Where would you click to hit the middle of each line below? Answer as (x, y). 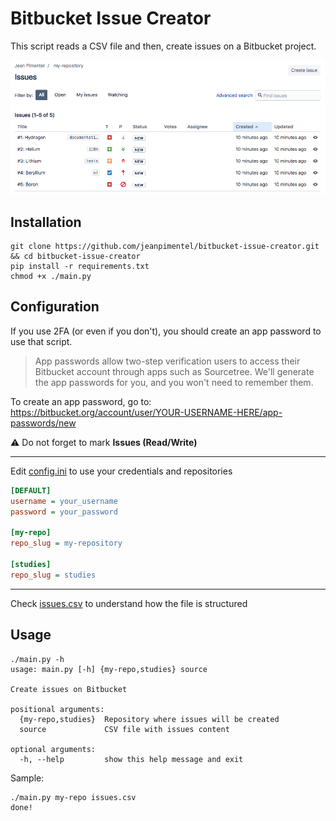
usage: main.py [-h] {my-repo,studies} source (109, 669)
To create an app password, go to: (81, 401)
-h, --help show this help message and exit (131, 759)
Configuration (55, 307)
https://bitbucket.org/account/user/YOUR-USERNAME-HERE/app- (146, 412)
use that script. (41, 341)
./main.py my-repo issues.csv (73, 797)
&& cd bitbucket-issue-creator (75, 257)
